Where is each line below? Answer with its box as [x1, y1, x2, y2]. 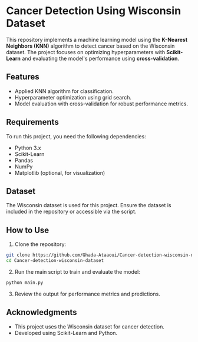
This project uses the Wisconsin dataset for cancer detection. [14, 323, 165, 330]
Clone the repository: [14, 241, 67, 248]
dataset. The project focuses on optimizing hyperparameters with [6, 48, 166, 55]
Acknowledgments [6, 307, 78, 317]
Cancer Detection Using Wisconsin [6, 4, 181, 18]
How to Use [6, 225, 49, 235]
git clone [6, 252, 31, 258]
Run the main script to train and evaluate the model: [14, 268, 140, 275]
